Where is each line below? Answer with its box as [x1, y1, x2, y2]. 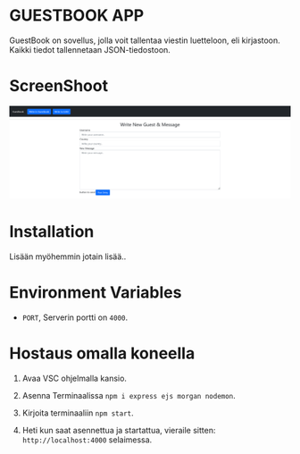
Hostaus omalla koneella [9, 343, 196, 363]
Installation [9, 221, 95, 241]
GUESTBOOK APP [9, 5, 145, 26]
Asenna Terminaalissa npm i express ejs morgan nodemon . [21, 390, 237, 400]
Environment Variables [9, 282, 182, 302]
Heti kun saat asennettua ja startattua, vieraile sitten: [21, 425, 216, 435]
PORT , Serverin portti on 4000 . [21, 312, 129, 323]
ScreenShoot [9, 76, 109, 97]
